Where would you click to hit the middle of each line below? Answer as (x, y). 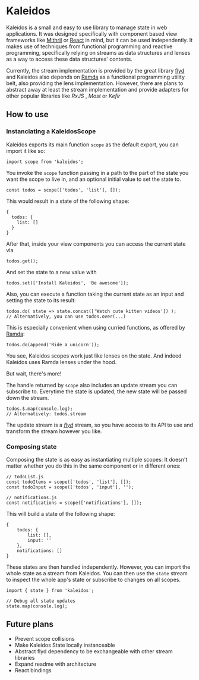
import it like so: (26, 151)
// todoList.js (25, 477)
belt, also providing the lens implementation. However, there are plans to (95, 83)
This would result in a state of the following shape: (68, 201)
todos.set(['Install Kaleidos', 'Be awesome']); (67, 283)
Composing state (31, 446)
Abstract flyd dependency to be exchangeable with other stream (94, 651)
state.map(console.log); (37, 606)
